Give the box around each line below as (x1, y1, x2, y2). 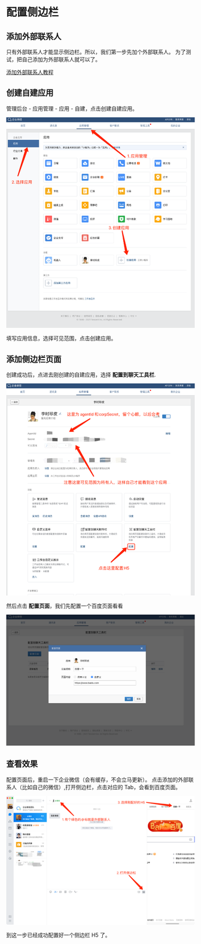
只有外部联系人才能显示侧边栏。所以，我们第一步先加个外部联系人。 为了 (6, 49, 186, 55)
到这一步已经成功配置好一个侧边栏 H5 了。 (6, 931, 111, 939)
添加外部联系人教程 (6, 68, 54, 76)
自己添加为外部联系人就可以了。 (22, 56, 100, 63)
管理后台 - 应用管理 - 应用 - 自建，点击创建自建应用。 (6, 104, 138, 112)
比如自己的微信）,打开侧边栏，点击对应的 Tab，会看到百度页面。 (22, 783, 181, 790)
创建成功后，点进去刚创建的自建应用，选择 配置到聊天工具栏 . (6, 371, 156, 378)
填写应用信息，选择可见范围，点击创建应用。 (6, 334, 117, 342)
